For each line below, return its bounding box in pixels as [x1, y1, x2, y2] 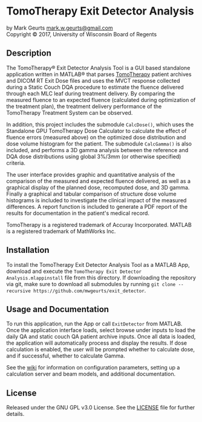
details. [6, 411, 25, 418]
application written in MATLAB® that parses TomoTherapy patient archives [6, 71, 192, 78]
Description [6, 48, 51, 59]
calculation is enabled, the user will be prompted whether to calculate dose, [6, 346, 195, 353]
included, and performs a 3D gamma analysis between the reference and [6, 146, 189, 153]
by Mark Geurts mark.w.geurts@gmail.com [6, 24, 113, 31]
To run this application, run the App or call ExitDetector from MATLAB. [6, 320, 183, 327]
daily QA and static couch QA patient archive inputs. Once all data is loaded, [6, 333, 196, 340]
